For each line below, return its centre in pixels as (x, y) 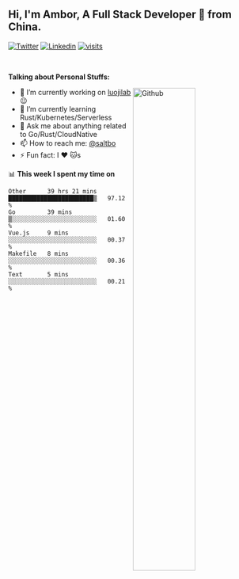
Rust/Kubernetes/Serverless (66, 117)
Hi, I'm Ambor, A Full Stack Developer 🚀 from (120, 15)
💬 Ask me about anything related (73, 126)
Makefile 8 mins (38, 253)
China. (25, 27)
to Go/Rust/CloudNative (58, 134)
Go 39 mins (40, 212)
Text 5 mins (38, 274)
